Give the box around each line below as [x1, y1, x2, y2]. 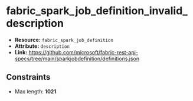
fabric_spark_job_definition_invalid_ [6, 4, 188, 18]
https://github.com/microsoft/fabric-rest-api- [28, 48, 139, 56]
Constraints [6, 72, 51, 82]
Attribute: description [14, 43, 70, 50]
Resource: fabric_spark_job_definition [14, 36, 114, 43]
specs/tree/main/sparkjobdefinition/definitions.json [14, 55, 140, 62]
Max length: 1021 [14, 87, 57, 95]
